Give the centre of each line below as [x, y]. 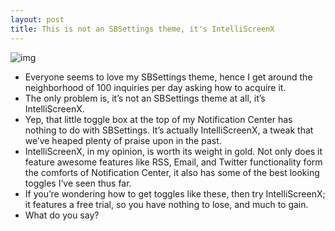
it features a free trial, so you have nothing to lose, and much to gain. [166, 204]
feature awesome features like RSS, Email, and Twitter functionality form [173, 162]
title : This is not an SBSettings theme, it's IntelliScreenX [142, 29]
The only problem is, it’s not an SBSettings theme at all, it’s [145, 98]
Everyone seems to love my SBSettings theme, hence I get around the [168, 77]
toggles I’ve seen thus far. [78, 183]
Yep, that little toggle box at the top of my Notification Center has [158, 119]
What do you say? [62, 215]
